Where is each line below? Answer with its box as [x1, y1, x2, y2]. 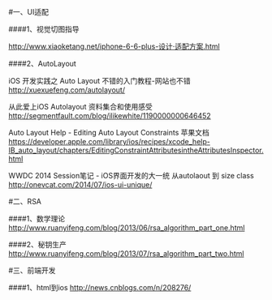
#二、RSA [8, 197, 42, 206]
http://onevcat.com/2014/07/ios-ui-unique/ [8, 180, 153, 189]
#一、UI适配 [8, 7, 50, 16]
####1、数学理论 [8, 214, 66, 223]
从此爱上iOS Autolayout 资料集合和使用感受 [8, 102, 153, 111]
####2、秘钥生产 [8, 240, 67, 249]
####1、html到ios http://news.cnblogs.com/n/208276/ [8, 283, 192, 292]
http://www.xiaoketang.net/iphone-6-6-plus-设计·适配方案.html [8, 41, 221, 51]
